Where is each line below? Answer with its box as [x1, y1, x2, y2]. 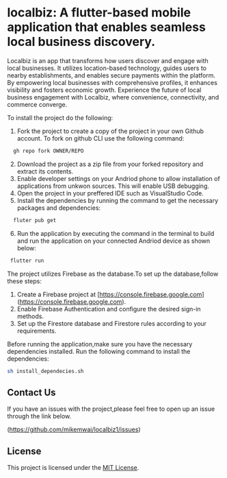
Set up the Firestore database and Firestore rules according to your [16, 319, 207, 327]
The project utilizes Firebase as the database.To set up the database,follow [7, 270, 219, 278]
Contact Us [7, 386, 56, 398]
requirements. [16, 326, 57, 335]
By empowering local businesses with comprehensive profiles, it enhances [7, 78, 217, 86]
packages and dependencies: [16, 204, 101, 212]
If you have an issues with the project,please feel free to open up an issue [7, 405, 215, 413]
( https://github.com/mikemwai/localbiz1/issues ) [7, 425, 141, 433]
